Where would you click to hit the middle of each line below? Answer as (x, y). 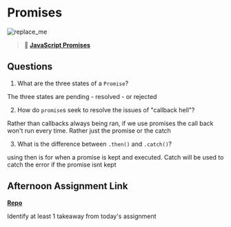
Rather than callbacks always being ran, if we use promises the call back (110, 123)
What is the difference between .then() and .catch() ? (94, 144)
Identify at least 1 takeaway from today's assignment (82, 216)
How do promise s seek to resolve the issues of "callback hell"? (106, 110)
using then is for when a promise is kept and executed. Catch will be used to (115, 157)
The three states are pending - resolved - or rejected (82, 96)
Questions (30, 67)
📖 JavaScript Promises (57, 45)
